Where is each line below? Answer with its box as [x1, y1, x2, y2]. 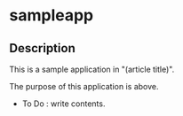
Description [9, 41, 76, 56]
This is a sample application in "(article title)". [9, 64, 175, 74]
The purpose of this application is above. [9, 81, 159, 91]
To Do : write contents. [21, 98, 106, 109]
